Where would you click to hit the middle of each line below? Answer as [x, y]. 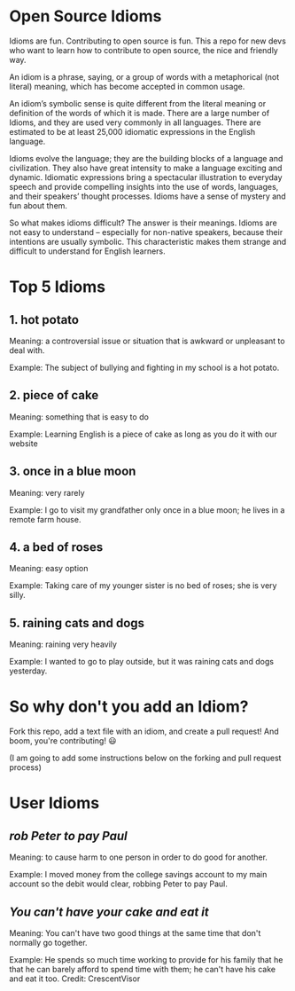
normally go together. [48, 942]
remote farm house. [45, 519]
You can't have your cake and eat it [109, 912]
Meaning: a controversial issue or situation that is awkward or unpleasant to [147, 341]
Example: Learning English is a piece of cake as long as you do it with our [143, 434]
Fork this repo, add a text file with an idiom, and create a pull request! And [144, 731]
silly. [17, 595]
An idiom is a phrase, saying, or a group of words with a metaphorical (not [144, 76]
